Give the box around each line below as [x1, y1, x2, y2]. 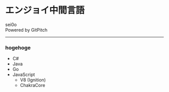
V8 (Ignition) [20, 77, 46, 83]
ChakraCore [20, 82, 45, 88]
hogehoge [5, 44, 31, 51]
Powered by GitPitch [5, 27, 48, 33]
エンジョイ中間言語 [5, 5, 85, 16]
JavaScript [12, 71, 35, 78]
